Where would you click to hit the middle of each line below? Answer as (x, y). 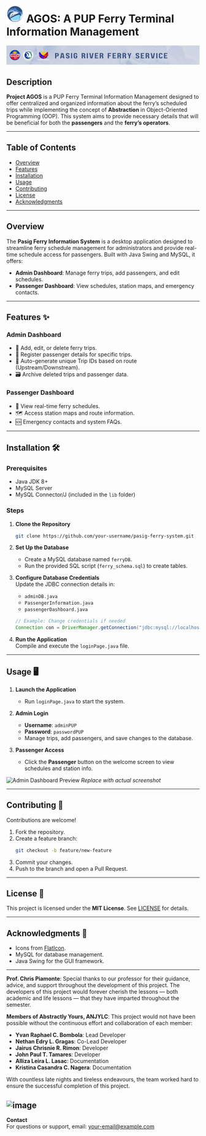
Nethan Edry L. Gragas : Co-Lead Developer (71, 1042)
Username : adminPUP (51, 725)
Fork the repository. (40, 831)
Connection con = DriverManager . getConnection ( (77, 628)
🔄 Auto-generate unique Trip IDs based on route (76, 361)
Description (29, 82)
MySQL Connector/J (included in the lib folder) (75, 494)
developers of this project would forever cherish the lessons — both (92, 992)
